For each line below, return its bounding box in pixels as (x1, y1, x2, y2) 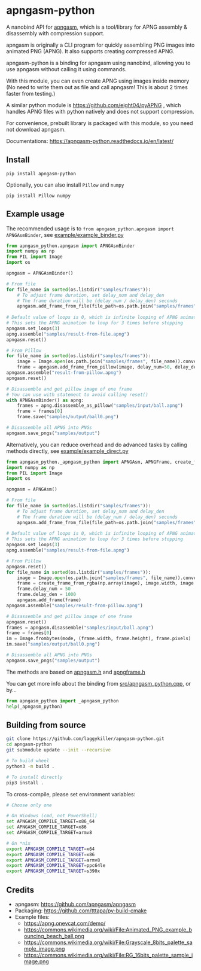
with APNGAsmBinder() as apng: (6, 397, 84, 403)
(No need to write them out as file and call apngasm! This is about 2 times (6, 83, 188, 90)
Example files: (14, 913, 50, 920)
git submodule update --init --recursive (6, 747, 111, 753)
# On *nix (6, 840, 31, 847)
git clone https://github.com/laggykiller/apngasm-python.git (6, 736, 165, 742)
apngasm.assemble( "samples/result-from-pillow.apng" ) (6, 602, 144, 608)
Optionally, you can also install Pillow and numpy (6, 181, 124, 188)
